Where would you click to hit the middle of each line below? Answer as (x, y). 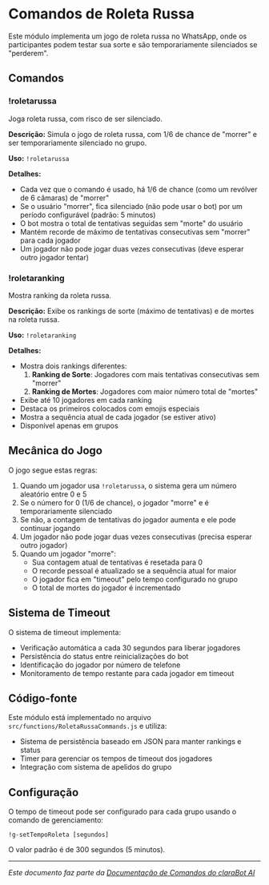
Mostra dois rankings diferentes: (73, 366)
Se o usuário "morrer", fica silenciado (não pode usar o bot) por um (131, 206)
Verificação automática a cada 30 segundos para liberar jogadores (130, 648)
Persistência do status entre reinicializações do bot (104, 656)
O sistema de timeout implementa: (65, 632)
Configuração (44, 792)
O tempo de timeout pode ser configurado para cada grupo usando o (122, 812)
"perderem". (28, 53)
